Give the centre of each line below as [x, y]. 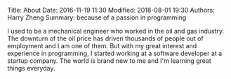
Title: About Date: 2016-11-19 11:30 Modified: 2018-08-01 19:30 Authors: [111, 10]
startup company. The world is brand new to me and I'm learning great [110, 61]
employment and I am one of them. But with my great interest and [102, 46]
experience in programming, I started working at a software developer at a [115, 53]
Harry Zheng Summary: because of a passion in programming [97, 17]
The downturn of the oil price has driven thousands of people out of [105, 38]
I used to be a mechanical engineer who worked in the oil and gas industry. [116, 31]
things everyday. [31, 68]
